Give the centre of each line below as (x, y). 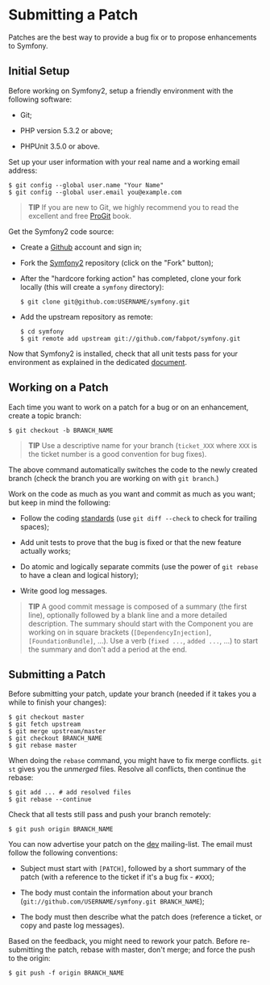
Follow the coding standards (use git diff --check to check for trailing (139, 518)
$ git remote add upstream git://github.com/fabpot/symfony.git (130, 338)
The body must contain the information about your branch (116, 893)
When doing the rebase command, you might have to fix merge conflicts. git (135, 761)
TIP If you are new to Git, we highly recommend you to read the (133, 207)
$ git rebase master (43, 746)
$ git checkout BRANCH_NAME (56, 739)
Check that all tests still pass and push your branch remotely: (110, 815)
